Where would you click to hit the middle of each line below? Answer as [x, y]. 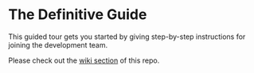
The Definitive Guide [78, 15]
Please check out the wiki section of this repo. [84, 60]
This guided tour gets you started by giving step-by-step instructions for [127, 36]
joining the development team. [58, 44]
